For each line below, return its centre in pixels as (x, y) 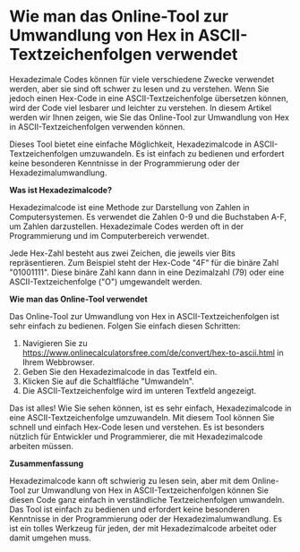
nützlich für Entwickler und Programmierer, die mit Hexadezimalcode (136, 437)
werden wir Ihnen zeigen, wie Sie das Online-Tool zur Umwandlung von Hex (149, 117)
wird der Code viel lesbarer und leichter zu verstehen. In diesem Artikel (140, 107)
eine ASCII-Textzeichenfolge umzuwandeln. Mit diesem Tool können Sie (142, 417)
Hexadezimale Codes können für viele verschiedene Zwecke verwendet (142, 79)
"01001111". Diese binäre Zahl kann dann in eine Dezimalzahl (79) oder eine (147, 272)
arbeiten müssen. (42, 446)
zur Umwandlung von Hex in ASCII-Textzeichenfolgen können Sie (148, 490)
